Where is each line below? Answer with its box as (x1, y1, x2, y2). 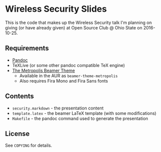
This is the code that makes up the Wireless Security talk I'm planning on (5, 20, 152, 25)
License (5, 130, 30, 138)
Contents (5, 92, 34, 101)
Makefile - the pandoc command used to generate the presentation (12, 115, 148, 121)
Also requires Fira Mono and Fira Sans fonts (19, 78, 108, 84)
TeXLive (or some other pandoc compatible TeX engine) (12, 62, 125, 68)
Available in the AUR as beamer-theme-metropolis (19, 72, 118, 79)
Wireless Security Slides (5, 3, 107, 15)
